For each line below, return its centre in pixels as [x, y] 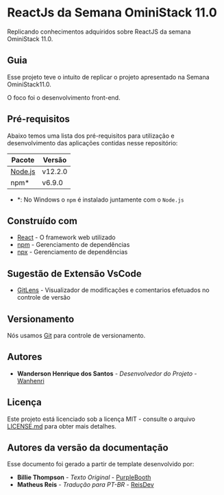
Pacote [23, 160]
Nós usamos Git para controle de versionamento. [76, 335]
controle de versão [43, 298]
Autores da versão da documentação [88, 448]
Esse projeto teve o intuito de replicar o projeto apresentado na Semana [109, 77]
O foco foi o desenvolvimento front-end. [64, 97]
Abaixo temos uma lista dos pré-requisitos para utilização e [91, 136]
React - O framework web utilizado [66, 237]
